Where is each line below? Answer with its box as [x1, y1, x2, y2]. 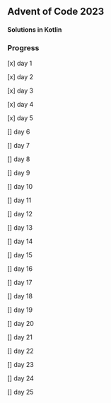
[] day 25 [7, 388, 34, 397]
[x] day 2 [7, 73, 34, 81]
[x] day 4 [7, 100, 34, 109]
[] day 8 [7, 155, 30, 163]
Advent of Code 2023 [7, 6, 105, 18]
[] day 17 [7, 279, 33, 287]
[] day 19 [7, 305, 33, 314]
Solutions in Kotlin [7, 25, 62, 34]
